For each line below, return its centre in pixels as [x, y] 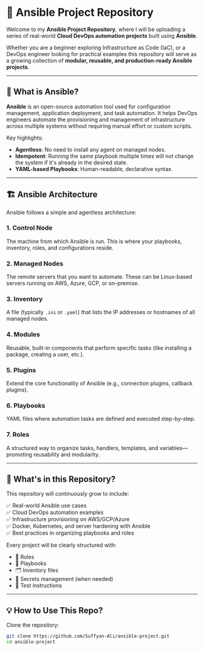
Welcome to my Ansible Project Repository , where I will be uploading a [96, 29]
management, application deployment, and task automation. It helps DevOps [102, 113]
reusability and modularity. [66, 454]
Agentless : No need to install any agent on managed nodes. [90, 149]
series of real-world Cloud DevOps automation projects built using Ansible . [102, 35]
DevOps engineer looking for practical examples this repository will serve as [102, 54]
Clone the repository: [33, 625]
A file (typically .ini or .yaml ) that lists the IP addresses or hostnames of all [101, 312]
